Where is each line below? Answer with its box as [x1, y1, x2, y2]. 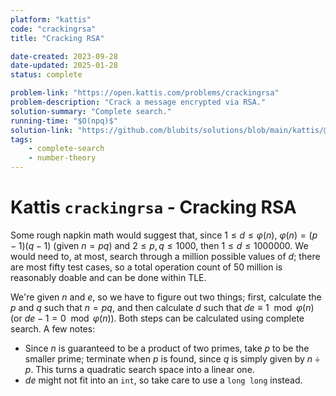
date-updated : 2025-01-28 [10, 61, 118, 71]
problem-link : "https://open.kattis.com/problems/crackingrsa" [10, 88, 280, 98]
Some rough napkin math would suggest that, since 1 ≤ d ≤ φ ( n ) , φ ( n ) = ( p [10, 229, 318, 241]
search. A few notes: [10, 322, 96, 335]
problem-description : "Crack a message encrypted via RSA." [10, 97, 267, 107]
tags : [10, 134, 33, 145]
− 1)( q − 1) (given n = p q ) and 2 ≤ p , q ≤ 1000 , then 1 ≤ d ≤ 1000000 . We [10, 239, 309, 251]
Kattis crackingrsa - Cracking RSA [10, 196, 297, 219]
